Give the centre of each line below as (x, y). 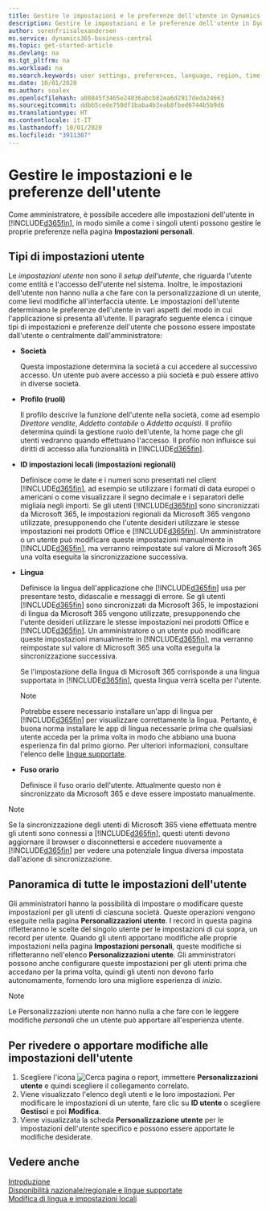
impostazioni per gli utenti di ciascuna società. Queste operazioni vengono (132, 912)
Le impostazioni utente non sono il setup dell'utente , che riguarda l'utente (130, 276)
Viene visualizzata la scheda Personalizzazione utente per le (122, 1120)
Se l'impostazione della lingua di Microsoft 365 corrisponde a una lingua (139, 672)
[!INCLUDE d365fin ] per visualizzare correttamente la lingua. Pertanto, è (139, 720)
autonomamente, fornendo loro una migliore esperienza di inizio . (115, 981)
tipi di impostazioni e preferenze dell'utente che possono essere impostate (132, 327)
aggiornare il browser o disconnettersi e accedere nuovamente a (115, 842)
